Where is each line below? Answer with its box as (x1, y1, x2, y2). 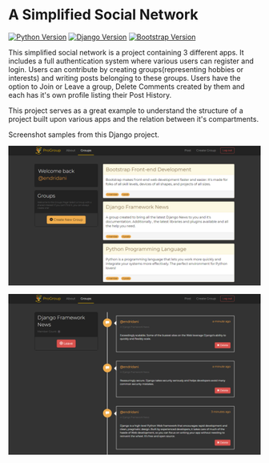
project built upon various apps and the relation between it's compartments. (8, 114, 259, 123)
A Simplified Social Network (8, 6, 199, 24)
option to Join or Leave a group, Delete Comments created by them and (8, 82, 246, 91)
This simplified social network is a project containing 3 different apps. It (8, 47, 244, 57)
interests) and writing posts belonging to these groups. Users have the (8, 73, 241, 83)
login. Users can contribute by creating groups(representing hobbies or (8, 64, 244, 74)
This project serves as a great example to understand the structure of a (8, 106, 244, 115)
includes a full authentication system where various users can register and (8, 56, 255, 66)
